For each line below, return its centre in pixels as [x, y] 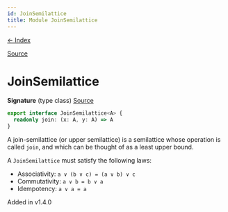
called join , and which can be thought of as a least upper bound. [100, 147]
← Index [19, 40]
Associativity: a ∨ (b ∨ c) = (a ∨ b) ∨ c [76, 174]
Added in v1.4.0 [30, 202]
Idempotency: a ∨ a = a [52, 189]
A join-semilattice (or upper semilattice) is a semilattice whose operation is [114, 140]
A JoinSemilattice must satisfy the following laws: [79, 161]
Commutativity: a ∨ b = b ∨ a [60, 181]
